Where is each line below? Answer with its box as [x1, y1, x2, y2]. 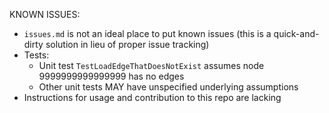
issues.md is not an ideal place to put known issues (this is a [23, 28, 272, 39]
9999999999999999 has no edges [38, 70, 185, 82]
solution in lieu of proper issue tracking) [45, 39, 210, 50]
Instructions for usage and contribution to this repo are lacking [23, 92, 282, 103]
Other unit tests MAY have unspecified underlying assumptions [38, 81, 299, 93]
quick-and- [273, 28, 320, 39]
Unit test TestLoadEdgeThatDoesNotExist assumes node [38, 60, 265, 71]
